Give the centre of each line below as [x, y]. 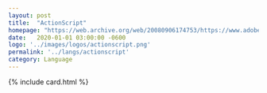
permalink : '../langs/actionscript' [69, 52]
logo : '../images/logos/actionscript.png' [79, 45]
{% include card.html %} [48, 82]
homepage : [25, 30]
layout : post [30, 15]
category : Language [41, 60]
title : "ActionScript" [48, 23]
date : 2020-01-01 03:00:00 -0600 [67, 37]
